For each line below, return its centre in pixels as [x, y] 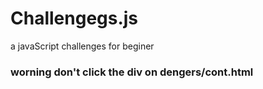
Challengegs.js [74, 18]
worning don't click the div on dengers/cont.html [132, 72]
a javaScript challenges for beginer [82, 46]
